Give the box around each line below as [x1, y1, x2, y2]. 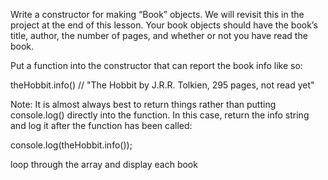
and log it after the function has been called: [10, 120, 193, 131]
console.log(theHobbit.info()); [10, 139, 133, 151]
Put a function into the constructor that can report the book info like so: [10, 60, 303, 71]
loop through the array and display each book [10, 159, 198, 170]
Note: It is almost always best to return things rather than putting [10, 99, 277, 110]
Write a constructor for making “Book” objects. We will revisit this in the [10, 9, 305, 20]
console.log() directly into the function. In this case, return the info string [10, 109, 310, 121]
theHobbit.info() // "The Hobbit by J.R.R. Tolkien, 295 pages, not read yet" [10, 79, 315, 91]
